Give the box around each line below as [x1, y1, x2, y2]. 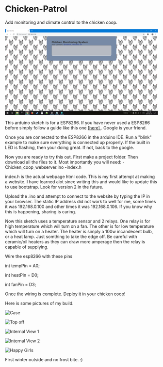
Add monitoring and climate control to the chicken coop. [5, 19, 118, 25]
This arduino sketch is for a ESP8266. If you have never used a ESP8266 [5, 120, 150, 126]
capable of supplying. [5, 244, 49, 250]
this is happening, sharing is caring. [5, 209, 76, 215]
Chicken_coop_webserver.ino [5, 164, 64, 170]
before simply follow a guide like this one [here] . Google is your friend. [5, 125, 147, 131]
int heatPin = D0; [5, 272, 39, 278]
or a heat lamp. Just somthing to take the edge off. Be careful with [5, 234, 137, 239]
